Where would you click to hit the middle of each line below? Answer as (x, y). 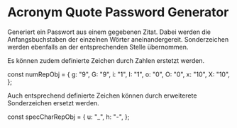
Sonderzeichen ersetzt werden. (53, 103)
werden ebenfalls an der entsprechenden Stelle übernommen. (98, 47)
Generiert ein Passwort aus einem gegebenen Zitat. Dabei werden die (109, 32)
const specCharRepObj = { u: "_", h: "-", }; (68, 117)
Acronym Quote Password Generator (118, 12)
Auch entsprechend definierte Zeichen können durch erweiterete (102, 95)
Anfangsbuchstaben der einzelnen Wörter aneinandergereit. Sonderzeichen (118, 39)
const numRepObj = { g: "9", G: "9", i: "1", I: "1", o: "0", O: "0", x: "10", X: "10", (119, 74)
